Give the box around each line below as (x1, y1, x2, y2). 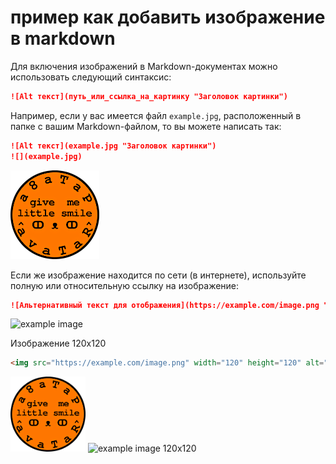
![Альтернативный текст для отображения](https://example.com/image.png (10, 300, 320, 310)
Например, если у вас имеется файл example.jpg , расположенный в (10, 109, 302, 121)
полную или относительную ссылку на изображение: (10, 279, 240, 291)
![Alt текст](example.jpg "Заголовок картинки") (10, 141, 217, 151)
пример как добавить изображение (10, 6, 326, 29)
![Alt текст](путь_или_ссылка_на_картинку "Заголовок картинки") (10, 91, 288, 101)
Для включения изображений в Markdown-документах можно (10, 60, 278, 72)
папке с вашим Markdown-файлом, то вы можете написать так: (10, 120, 282, 132)
